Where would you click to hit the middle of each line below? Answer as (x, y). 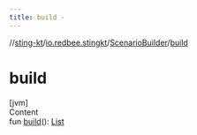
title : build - (37, 17)
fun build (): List (37, 121)
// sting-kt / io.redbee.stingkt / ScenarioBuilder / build (98, 42)
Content (24, 112)
